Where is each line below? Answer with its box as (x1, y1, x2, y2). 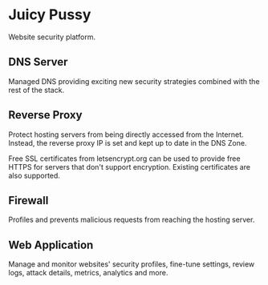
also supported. (8, 171, 60, 180)
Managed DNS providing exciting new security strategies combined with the (8, 76, 260, 86)
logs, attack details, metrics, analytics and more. (8, 268, 169, 278)
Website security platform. (8, 32, 96, 42)
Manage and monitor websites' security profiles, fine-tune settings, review (8, 259, 255, 269)
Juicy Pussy (8, 6, 91, 24)
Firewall (8, 194, 49, 207)
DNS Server (8, 55, 68, 69)
